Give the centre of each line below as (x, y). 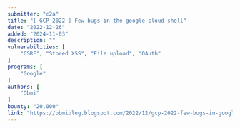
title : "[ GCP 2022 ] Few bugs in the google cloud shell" (97, 21)
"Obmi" (30, 93)
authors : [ (24, 87)
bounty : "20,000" (33, 107)
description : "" (31, 41)
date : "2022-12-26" (36, 27)
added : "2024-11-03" (38, 34)
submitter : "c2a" (33, 14)
